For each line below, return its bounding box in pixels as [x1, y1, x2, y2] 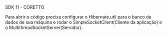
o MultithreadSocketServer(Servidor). [5, 24, 82, 30]
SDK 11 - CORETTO [5, 4, 44, 10]
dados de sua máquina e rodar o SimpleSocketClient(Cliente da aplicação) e [5, 19, 162, 25]
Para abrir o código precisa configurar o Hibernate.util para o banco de [5, 14, 151, 19]
